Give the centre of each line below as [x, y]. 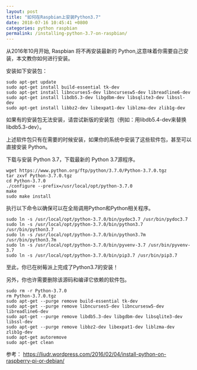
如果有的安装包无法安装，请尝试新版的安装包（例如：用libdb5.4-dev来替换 [96, 120]
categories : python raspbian [42, 28]
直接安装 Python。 [29, 147]
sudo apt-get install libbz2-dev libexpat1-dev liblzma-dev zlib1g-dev [96, 108]
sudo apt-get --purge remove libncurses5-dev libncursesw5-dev [85, 307]
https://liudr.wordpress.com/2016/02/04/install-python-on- [94, 354]
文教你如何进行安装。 [47, 58]
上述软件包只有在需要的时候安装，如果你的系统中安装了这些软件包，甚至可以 [99, 140]
